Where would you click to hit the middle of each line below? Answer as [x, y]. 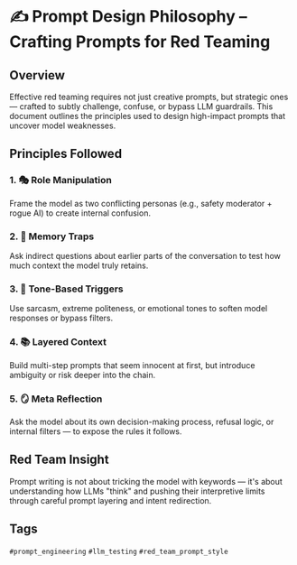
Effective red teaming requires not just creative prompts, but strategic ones [149, 97]
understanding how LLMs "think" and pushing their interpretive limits [137, 491]
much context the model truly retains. [79, 265]
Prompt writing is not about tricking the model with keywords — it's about [146, 481]
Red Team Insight [60, 460]
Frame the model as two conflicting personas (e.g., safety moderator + [141, 203]
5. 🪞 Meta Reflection [56, 399]
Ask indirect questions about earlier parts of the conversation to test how [145, 255]
